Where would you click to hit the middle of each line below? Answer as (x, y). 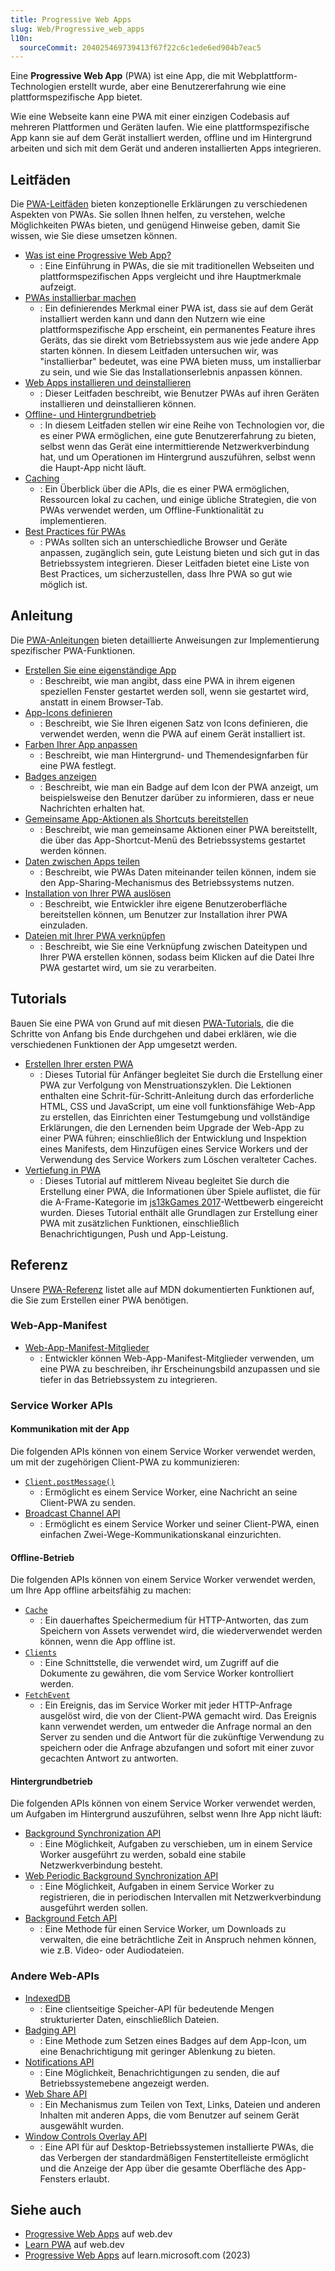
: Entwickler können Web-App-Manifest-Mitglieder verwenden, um (177, 1358)
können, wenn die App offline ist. (107, 1642)
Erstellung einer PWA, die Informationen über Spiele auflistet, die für (180, 1191)
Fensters (58, 2178)
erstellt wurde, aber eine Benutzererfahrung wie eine (177, 87)
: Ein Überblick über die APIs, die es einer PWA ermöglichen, (164, 489)
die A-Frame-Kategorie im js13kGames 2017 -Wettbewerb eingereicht (181, 1202)
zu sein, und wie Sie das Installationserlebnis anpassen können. (171, 372)
